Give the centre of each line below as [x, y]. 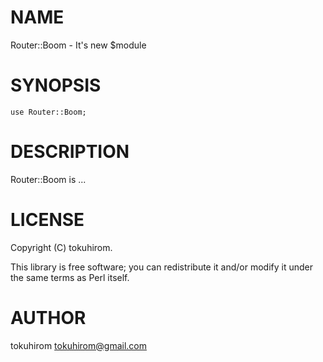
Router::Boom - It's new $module [78, 45]
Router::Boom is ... [48, 179]
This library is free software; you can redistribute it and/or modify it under [162, 267]
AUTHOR [48, 317]
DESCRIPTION [70, 152]
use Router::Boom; [48, 112]
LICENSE [47, 220]
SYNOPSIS [56, 85]
